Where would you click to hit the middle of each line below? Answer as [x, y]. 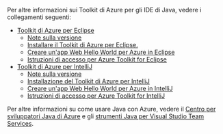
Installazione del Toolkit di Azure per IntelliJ [89, 81]
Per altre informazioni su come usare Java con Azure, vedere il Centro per [112, 109]
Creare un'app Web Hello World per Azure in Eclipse [101, 52]
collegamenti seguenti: [39, 17]
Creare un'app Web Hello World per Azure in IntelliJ [100, 89]
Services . [21, 123]
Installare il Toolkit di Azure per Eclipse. [82, 45]
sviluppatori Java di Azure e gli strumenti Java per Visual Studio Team [106, 116]
